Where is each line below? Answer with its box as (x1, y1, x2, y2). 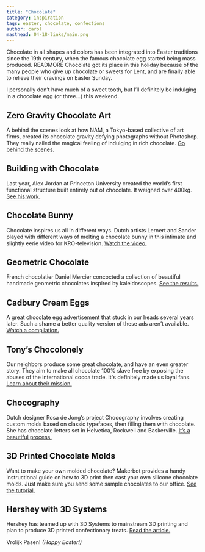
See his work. (6, 193, 41, 200)
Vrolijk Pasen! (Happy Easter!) (6, 539, 82, 546)
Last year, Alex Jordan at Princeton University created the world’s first (6, 179, 182, 187)
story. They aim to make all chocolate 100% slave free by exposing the (6, 367, 184, 374)
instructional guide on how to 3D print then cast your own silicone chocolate (6, 473, 198, 481)
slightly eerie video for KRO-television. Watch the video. (6, 239, 147, 247)
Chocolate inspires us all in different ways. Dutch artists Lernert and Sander (6, 226, 196, 234)
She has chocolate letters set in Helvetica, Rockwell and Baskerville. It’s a (6, 426, 190, 434)
